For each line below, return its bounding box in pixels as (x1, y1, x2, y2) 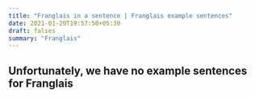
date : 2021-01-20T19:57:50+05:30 (8, 19, 121, 27)
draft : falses (8, 27, 56, 35)
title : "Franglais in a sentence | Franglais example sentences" (8, 11, 232, 20)
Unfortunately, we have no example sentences (8, 63, 248, 77)
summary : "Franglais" (8, 34, 82, 43)
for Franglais (8, 76, 74, 90)
